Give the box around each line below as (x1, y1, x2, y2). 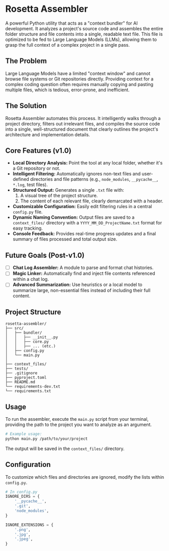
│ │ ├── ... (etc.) (5, 344, 56, 349)
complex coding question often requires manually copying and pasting (5, 81, 154, 87)
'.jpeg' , (14, 537, 33, 542)
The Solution (5, 101, 47, 110)
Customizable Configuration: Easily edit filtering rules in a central (12, 203, 152, 210)
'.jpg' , (14, 532, 31, 537)
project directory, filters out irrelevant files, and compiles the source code (5, 120, 160, 127)
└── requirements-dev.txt (5, 384, 60, 390)
